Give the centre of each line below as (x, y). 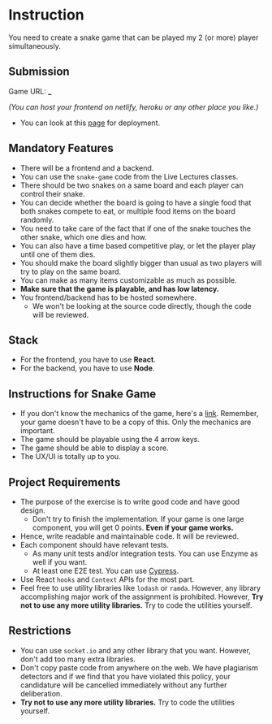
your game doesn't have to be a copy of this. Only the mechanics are (136, 422)
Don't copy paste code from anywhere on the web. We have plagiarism (139, 667)
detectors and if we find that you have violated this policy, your (125, 676)
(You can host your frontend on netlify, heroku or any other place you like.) (134, 106)
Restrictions (40, 631)
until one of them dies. (58, 254)
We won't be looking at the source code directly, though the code (142, 306)
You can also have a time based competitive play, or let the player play (138, 245)
